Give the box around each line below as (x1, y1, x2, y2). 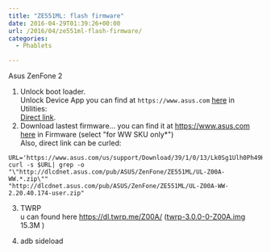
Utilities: (19, 104, 48, 114)
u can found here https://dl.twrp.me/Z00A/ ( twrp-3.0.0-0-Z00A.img (19, 212, 246, 222)
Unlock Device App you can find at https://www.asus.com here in (19, 95, 236, 105)
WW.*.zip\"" (8, 175, 48, 183)
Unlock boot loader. (19, 86, 86, 97)
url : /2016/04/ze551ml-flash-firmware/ (8, 27, 143, 35)
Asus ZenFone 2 (8, 71, 63, 81)
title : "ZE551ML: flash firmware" (8, 11, 125, 20)
